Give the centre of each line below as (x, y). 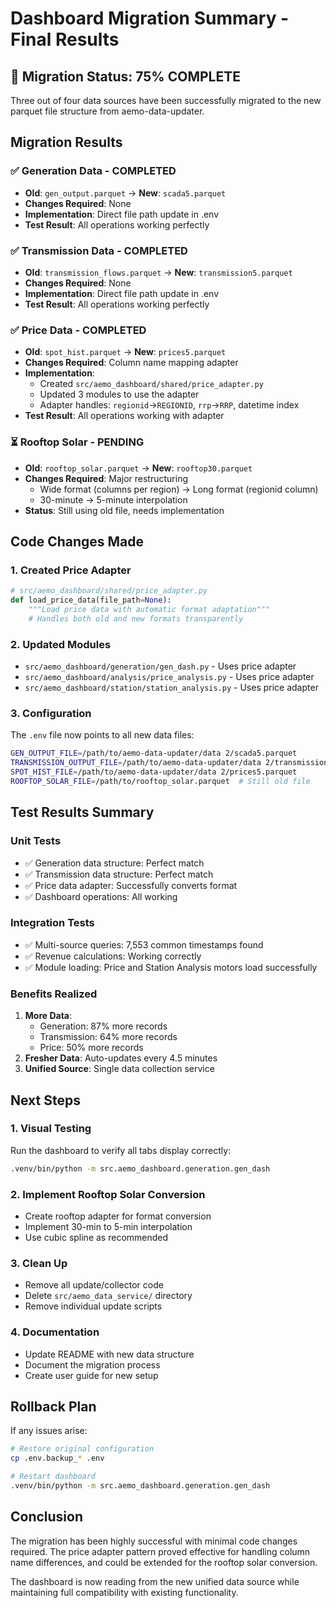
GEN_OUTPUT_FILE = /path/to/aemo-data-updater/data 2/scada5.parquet (154, 753)
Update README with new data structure (109, 1354)
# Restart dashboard (53, 1477)
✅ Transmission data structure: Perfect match (119, 874)
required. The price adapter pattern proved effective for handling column (160, 1551)
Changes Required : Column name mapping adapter (131, 363)
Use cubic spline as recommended (96, 1237)
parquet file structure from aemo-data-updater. (107, 111)
